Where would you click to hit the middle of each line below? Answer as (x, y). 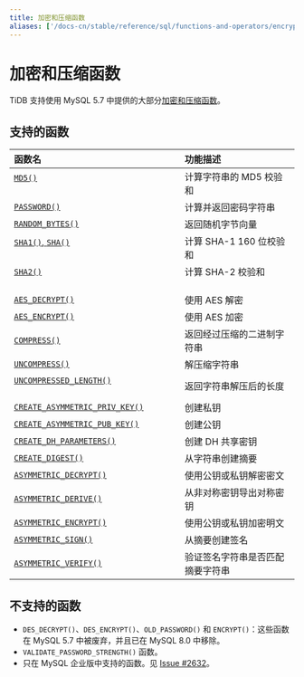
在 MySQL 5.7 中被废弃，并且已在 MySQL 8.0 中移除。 (123, 641)
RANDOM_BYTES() (47, 224)
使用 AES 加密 (214, 318)
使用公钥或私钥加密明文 (234, 523)
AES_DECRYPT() (44, 300)
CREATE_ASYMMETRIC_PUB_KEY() (76, 424)
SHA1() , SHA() (42, 243)
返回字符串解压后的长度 (234, 386)
